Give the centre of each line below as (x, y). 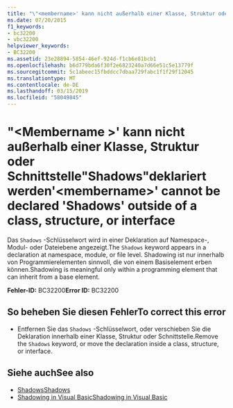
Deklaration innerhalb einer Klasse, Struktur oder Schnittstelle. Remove (118, 336)
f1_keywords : (26, 26)
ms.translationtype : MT (42, 78)
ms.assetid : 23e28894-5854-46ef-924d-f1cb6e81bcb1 (82, 59)
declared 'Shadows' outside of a (102, 206)
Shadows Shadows (44, 389)
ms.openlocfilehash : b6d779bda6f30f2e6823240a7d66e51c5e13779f (101, 65)
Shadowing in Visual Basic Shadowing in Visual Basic (92, 397)
